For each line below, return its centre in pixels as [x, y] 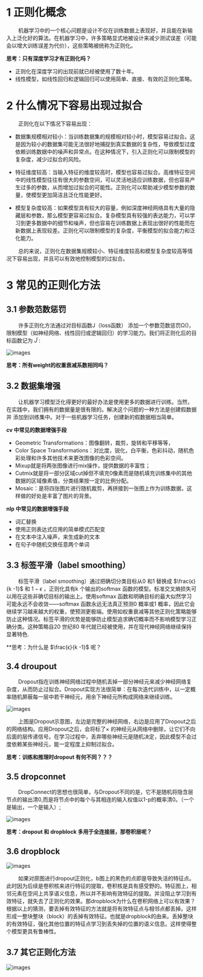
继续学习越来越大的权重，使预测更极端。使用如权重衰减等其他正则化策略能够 [101, 611]
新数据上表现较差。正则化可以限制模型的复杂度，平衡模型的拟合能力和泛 [105, 230]
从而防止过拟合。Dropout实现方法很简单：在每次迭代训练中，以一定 [106, 690]
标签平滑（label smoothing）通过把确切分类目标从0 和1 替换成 [95, 581]
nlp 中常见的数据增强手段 [37, 509]
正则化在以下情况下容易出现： [55, 123]
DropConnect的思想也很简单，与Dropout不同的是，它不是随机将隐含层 [105, 792]
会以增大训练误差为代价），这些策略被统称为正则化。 [71, 45]
